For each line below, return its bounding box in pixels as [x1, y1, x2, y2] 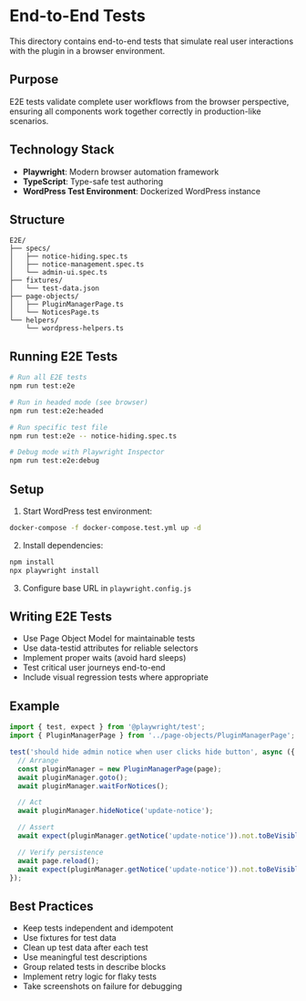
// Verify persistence [17, 848, 104, 857]
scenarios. [9, 115, 49, 126]
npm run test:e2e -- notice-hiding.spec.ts [9, 431, 178, 441]
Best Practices [9, 898, 94, 913]
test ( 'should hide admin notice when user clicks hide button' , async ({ [9, 747, 296, 756]
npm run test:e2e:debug [9, 456, 100, 465]
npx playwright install [9, 566, 100, 575]
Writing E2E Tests [9, 609, 112, 625]
